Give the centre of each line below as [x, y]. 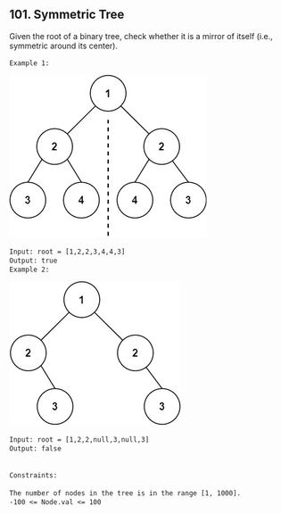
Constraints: [33, 475]
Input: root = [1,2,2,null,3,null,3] [79, 439]
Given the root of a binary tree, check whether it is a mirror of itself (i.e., [141, 36]
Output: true [33, 261]
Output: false [36, 448]
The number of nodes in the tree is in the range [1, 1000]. [125, 493]
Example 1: [29, 63]
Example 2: [29, 269]
